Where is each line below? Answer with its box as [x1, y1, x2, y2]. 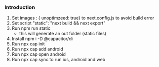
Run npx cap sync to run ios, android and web [11, 57, 106, 63]
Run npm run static [11, 25, 50, 31]
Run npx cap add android [11, 46, 63, 52]
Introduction [4, 4, 35, 11]
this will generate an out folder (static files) [19, 31, 107, 37]
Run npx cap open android [11, 51, 66, 57]
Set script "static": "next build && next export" [11, 20, 106, 26]
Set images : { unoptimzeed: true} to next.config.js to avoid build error [11, 15, 154, 21]
